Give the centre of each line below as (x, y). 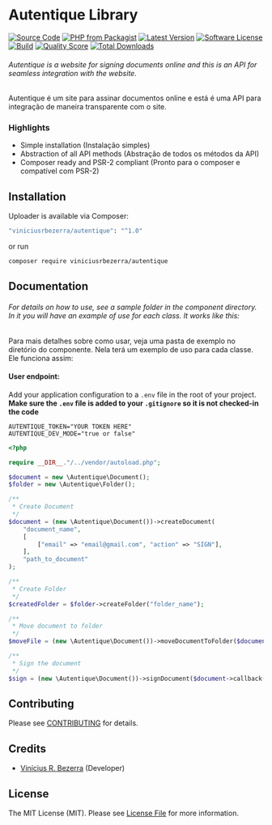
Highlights (29, 128)
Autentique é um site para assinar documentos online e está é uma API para (135, 98)
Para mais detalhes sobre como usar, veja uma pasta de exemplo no (122, 341)
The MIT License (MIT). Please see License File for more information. (123, 813)
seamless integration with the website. (73, 73)
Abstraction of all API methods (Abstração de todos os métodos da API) (140, 154)
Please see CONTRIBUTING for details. (74, 723)
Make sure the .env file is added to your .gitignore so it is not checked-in (134, 403)
